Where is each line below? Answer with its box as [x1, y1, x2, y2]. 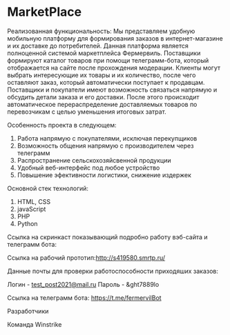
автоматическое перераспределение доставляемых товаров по [7, 100, 198, 108]
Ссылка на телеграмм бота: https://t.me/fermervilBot [7, 294, 162, 302]
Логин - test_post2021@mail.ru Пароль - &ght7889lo [7, 280, 160, 288]
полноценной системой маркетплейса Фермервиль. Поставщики [7, 49, 201, 57]
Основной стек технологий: [7, 184, 88, 192]
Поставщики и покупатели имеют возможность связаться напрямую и [7, 85, 218, 94]
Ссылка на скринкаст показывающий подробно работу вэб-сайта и [7, 232, 209, 241]
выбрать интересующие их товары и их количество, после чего [7, 70, 196, 79]
